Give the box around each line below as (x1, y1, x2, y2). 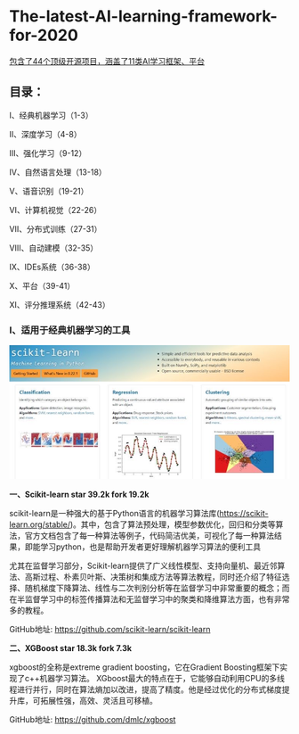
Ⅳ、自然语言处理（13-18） (9, 167, 107, 177)
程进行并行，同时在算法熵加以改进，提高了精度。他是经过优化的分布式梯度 (9, 684, 282, 695)
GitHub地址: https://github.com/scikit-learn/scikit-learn (9, 623, 211, 634)
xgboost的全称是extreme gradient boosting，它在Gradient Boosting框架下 (9, 662, 280, 672)
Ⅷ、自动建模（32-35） (9, 243, 99, 253)
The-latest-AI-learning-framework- (9, 6, 278, 27)
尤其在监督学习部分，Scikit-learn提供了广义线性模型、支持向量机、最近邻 (9, 560, 278, 571)
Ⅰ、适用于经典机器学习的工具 (9, 324, 131, 336)
